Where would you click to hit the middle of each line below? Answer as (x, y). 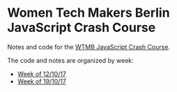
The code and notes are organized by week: (70, 60)
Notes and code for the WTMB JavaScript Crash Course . (89, 47)
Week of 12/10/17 (41, 74)
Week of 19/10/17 (41, 81)
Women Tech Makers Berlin (88, 13)
